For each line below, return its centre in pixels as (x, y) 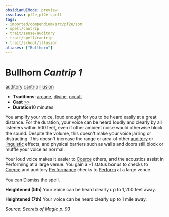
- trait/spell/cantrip (29, 38)
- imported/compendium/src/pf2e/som (44, 24)
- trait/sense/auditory (30, 33)
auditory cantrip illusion (30, 86)
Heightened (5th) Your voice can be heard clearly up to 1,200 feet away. (81, 189)
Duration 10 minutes (33, 107)
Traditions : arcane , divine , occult (47, 96)
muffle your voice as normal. (35, 149)
